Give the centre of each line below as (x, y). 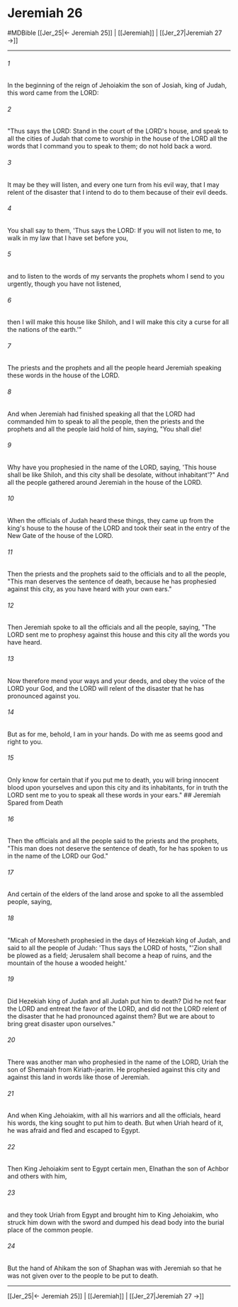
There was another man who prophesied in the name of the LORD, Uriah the (118, 1062)
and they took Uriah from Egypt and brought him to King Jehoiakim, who (113, 1215)
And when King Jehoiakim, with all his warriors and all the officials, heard (114, 1115)
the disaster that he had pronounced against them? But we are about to (111, 1016)
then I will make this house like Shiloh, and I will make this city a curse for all (118, 322)
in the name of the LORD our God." (58, 856)
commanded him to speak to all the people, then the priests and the (106, 421)
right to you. (25, 741)
